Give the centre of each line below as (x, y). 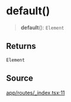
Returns (21, 46)
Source (20, 78)
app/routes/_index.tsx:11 (35, 92)
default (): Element (42, 27)
